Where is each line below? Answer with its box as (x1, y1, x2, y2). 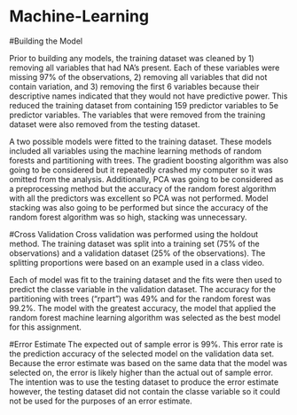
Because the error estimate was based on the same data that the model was (9, 357, 288, 368)
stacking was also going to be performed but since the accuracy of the (9, 202, 269, 212)
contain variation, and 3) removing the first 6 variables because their (9, 81, 260, 92)
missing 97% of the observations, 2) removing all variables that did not (9, 71, 268, 82)
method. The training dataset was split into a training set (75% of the (9, 238, 260, 249)
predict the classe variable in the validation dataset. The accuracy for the (9, 283, 277, 294)
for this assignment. (9, 322, 82, 332)
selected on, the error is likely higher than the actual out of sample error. (9, 367, 273, 378)
